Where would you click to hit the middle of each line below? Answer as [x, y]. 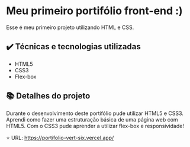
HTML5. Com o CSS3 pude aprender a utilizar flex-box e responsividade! [95, 126]
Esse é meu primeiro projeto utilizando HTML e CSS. [70, 27]
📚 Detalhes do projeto [48, 96]
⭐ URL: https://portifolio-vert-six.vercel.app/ [60, 138]
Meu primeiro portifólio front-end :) [94, 11]
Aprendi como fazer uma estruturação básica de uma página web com [92, 119]
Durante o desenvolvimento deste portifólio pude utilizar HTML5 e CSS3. [95, 113]
